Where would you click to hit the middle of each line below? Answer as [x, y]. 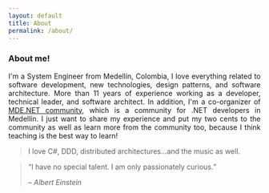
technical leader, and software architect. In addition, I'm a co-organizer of [134, 102]
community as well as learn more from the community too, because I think [134, 127]
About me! [29, 58]
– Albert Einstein [55, 182]
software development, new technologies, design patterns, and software [134, 84]
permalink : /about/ [41, 30]
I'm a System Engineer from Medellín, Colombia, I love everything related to [134, 76]
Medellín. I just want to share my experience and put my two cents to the [134, 119]
